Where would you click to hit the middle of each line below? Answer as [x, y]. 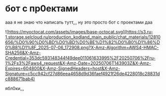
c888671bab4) [20, 79]
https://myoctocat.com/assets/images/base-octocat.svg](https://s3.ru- [81, 32]
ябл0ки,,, [15, 88]
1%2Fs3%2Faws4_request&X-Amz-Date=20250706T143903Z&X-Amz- [78, 63]
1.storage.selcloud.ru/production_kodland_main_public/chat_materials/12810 [83, 37]
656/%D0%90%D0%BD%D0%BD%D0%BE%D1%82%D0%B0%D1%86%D [83, 42]
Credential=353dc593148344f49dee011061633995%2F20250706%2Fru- [80, 58]
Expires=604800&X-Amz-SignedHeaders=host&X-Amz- [63, 68]
